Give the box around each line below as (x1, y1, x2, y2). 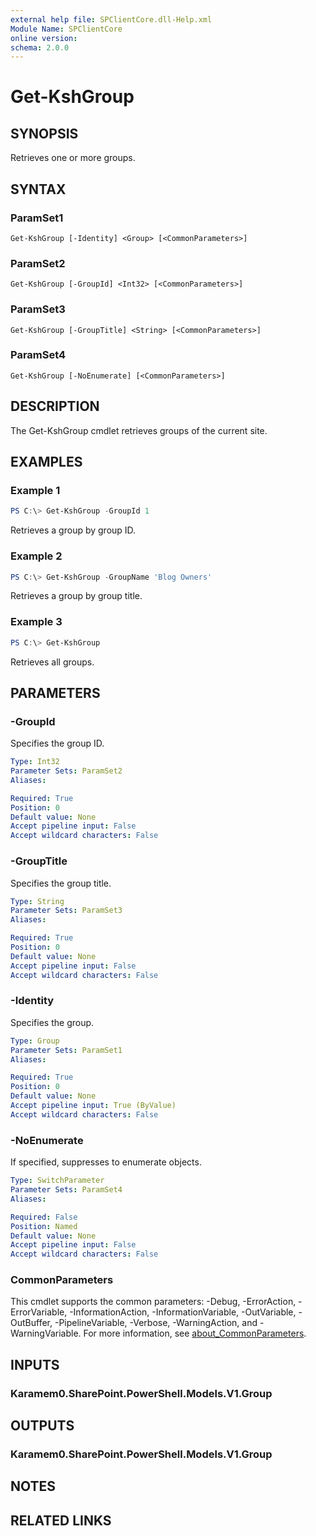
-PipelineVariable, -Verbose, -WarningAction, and (54, 1317, 258, 1329)
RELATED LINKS (10, 1512, 112, 1529)
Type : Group (10, 1036, 60, 1046)
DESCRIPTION (10, 398, 100, 415)
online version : (10, 33, 78, 43)
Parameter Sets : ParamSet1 (10, 1045, 123, 1055)
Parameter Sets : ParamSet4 (10, 1185, 123, 1195)
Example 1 (10, 483, 61, 497)
